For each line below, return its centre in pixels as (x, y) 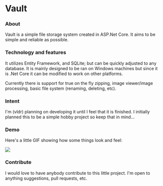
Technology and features (36, 53)
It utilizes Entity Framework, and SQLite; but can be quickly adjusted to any (81, 63)
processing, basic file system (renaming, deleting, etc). (61, 88)
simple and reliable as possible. (37, 40)
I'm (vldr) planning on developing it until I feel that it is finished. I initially (78, 112)
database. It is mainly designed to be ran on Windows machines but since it (81, 68)
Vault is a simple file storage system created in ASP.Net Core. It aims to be (80, 34)
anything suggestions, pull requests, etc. (46, 178)
